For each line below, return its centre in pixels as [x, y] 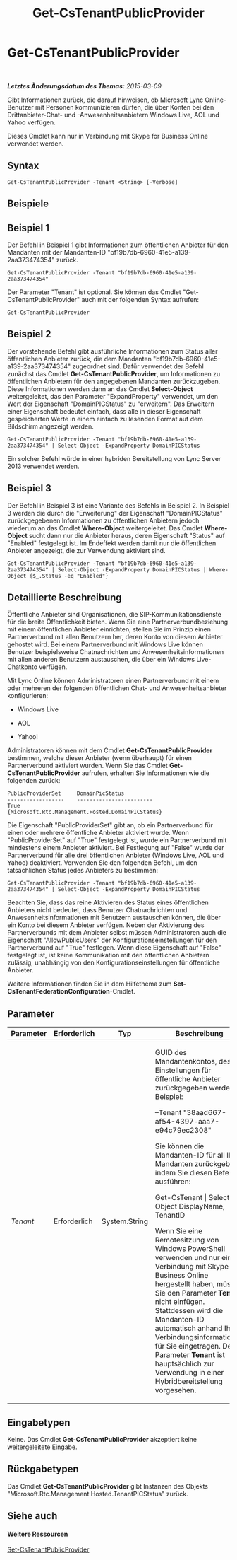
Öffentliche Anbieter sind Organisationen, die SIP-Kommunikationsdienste [115, 615]
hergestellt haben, [185, 1284]
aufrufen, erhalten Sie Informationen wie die [146, 773]
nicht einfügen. [180, 1302]
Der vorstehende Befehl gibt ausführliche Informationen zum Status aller [113, 351]
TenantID [170, 1216]
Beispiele [28, 204]
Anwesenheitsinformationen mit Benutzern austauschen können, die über [114, 918]
